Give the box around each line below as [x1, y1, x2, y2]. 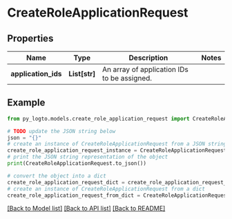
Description [128, 53, 168, 62]
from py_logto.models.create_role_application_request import [7, 115, 190, 122]
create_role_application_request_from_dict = [7, 192, 140, 199]
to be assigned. [102, 73, 153, 82]
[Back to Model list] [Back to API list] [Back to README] [7, 204, 166, 213]
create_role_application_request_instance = [7, 147, 137, 154]
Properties [7, 33, 54, 44]
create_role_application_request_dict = [7, 179, 126, 186]
